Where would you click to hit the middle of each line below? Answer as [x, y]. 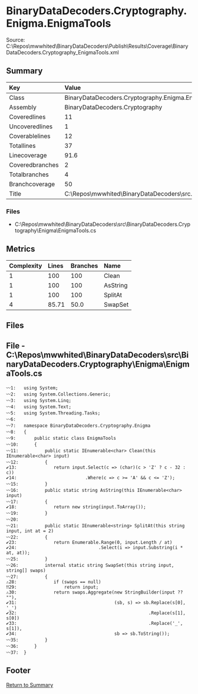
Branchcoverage [32, 184]
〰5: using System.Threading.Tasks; [53, 413]
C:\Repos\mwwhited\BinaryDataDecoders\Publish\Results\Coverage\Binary [97, 46]
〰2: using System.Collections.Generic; [58, 394]
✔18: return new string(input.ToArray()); [76, 507]
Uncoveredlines [31, 127]
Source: [16, 40]
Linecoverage [28, 155]
